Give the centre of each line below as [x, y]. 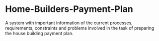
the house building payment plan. [39, 33]
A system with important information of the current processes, [69, 23]
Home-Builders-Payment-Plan [69, 9]
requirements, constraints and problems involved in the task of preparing [80, 28]
